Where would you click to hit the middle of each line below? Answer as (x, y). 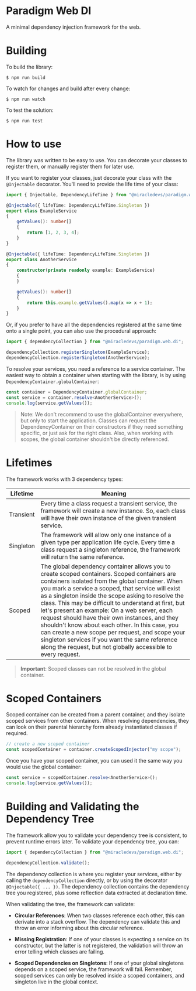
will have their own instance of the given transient (108, 518)
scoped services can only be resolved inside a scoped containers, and (99, 975)
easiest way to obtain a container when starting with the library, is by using (96, 375)
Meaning (114, 493)
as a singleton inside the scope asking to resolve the (112, 596)
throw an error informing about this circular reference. (79, 928)
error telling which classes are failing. (60, 951)
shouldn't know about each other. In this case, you (110, 625)
